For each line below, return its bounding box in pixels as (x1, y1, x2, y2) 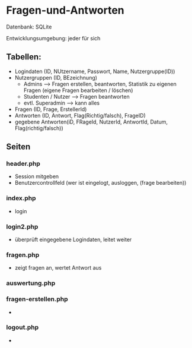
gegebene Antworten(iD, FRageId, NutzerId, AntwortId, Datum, (14, 118, 168, 125)
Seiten (6, 142, 31, 152)
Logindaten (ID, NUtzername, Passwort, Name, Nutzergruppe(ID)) (14, 68, 175, 75)
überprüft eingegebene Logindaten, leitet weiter (14, 236, 132, 243)
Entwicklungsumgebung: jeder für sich (6, 34, 101, 42)
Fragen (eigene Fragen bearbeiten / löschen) (23, 87, 133, 94)
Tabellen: (6, 52, 41, 62)
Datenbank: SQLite (6, 23, 52, 30)
